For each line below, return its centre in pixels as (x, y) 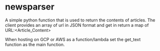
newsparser (30, 7)
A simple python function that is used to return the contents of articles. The (80, 20)
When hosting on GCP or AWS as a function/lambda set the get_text (73, 39)
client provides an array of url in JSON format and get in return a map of (77, 25)
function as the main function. (35, 44)
